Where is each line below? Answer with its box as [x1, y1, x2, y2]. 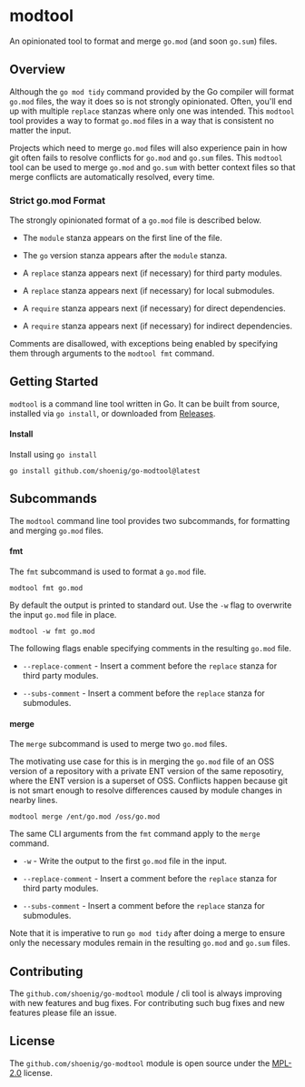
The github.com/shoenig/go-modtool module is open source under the [9, 1057, 271, 1069]
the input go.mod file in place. [9, 609, 117, 620]
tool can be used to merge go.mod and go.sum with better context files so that [9, 161, 296, 173]
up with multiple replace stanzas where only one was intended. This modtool [9, 106, 295, 116]
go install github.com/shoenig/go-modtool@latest [9, 467, 202, 476]
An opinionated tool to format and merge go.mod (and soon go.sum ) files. [9, 35, 278, 46]
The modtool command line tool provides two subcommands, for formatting [9, 515, 290, 526]
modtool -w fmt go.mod [9, 627, 95, 637]
